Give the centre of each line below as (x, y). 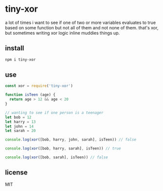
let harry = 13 (20, 122)
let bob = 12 (18, 117)
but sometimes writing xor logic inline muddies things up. (62, 33)
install (15, 48)
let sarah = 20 (20, 131)
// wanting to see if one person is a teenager (54, 113)
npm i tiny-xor (20, 60)
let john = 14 (20, 126)
